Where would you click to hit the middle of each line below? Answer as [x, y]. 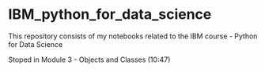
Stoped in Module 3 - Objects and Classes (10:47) [89, 59]
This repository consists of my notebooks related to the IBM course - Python [133, 36]
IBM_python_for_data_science [110, 14]
